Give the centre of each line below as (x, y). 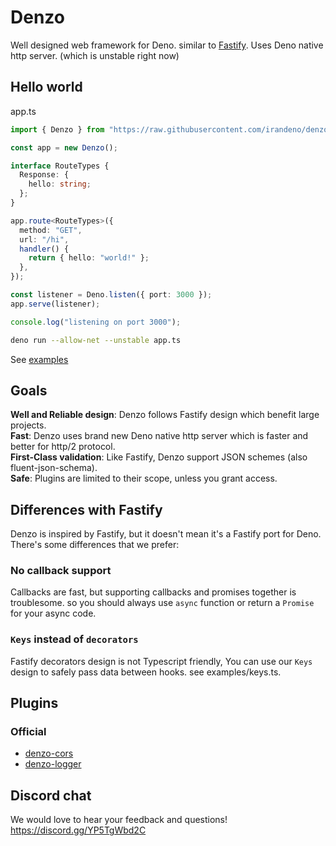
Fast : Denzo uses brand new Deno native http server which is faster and (159, 436)
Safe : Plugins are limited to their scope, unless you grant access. (144, 478)
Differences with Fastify (86, 509)
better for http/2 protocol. (63, 447)
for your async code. (53, 613)
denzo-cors (49, 753)
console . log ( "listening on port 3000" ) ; (96, 322)
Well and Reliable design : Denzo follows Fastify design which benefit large (165, 415)
